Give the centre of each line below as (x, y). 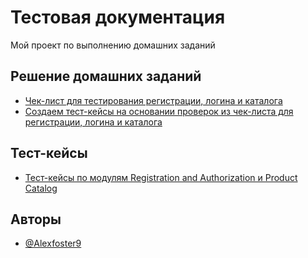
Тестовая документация (118, 17)
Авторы (36, 219)
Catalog (41, 188)
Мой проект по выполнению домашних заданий (113, 45)
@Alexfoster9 (53, 243)
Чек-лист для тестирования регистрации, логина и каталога (153, 100)
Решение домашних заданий (106, 76)
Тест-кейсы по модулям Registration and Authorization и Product (161, 177)
